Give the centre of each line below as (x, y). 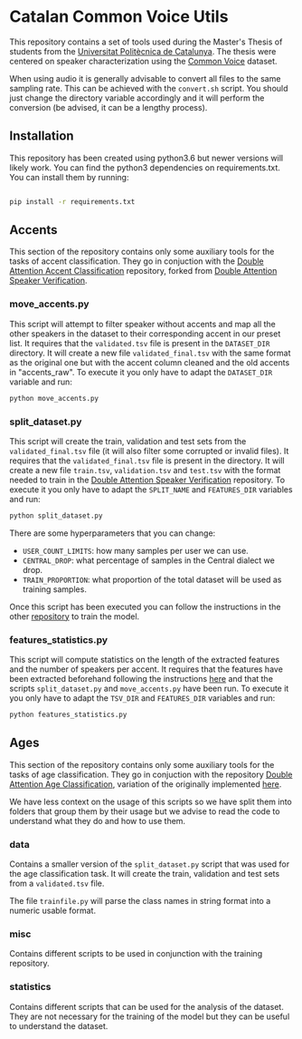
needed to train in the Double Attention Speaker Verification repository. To (147, 480)
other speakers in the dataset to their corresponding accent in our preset (145, 334)
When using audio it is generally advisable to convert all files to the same (145, 78)
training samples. (55, 589)
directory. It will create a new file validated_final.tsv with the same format (150, 353)
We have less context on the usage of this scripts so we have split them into (151, 801)
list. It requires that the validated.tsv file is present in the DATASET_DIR (140, 343)
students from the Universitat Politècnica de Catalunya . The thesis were (143, 51)
